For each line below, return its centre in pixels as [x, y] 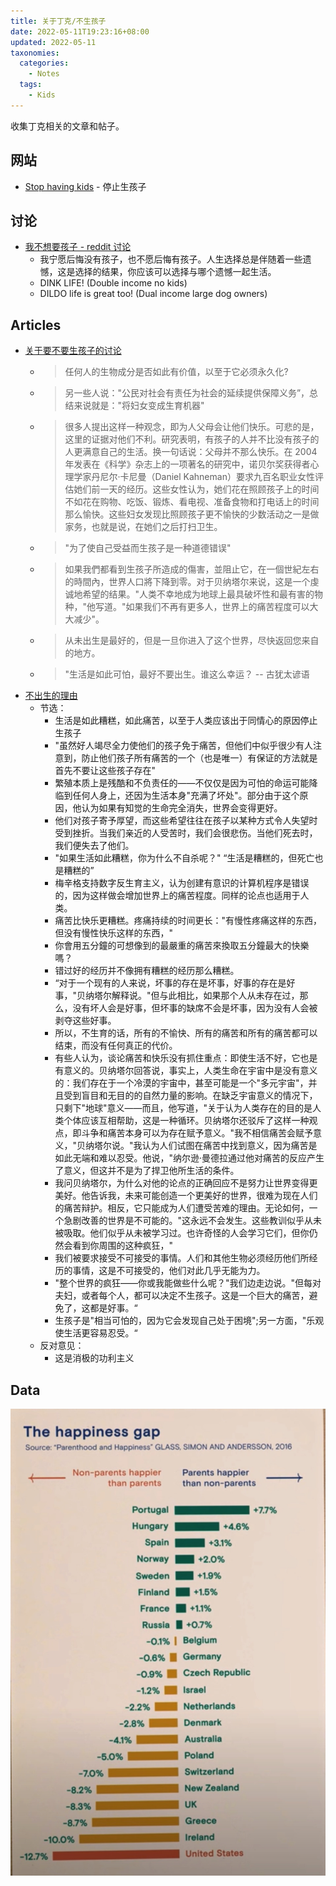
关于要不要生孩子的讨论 [73, 351]
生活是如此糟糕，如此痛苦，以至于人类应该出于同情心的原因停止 [186, 721]
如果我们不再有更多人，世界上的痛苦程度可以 [217, 607]
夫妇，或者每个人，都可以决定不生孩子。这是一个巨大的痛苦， [182, 1296]
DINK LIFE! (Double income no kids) [113, 283]
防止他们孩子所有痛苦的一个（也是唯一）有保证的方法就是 [199, 758]
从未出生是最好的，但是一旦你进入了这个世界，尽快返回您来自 [192, 641]
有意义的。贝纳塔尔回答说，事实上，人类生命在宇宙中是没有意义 [186, 1071]
